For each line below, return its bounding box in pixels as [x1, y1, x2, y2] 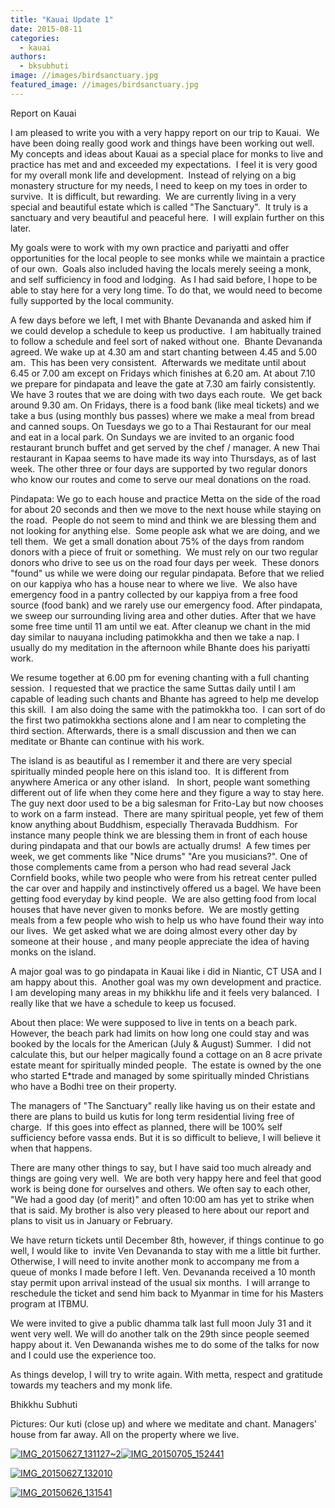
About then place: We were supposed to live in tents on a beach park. [10, 1016, 298, 1028]
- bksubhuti [19, 61, 70, 71]
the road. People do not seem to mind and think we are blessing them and [10, 514, 317, 526]
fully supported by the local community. [10, 294, 175, 306]
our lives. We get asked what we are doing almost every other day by [10, 924, 298, 936]
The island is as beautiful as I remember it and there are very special [10, 754, 293, 766]
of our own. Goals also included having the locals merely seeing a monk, [10, 262, 312, 275]
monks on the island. [10, 946, 97, 958]
